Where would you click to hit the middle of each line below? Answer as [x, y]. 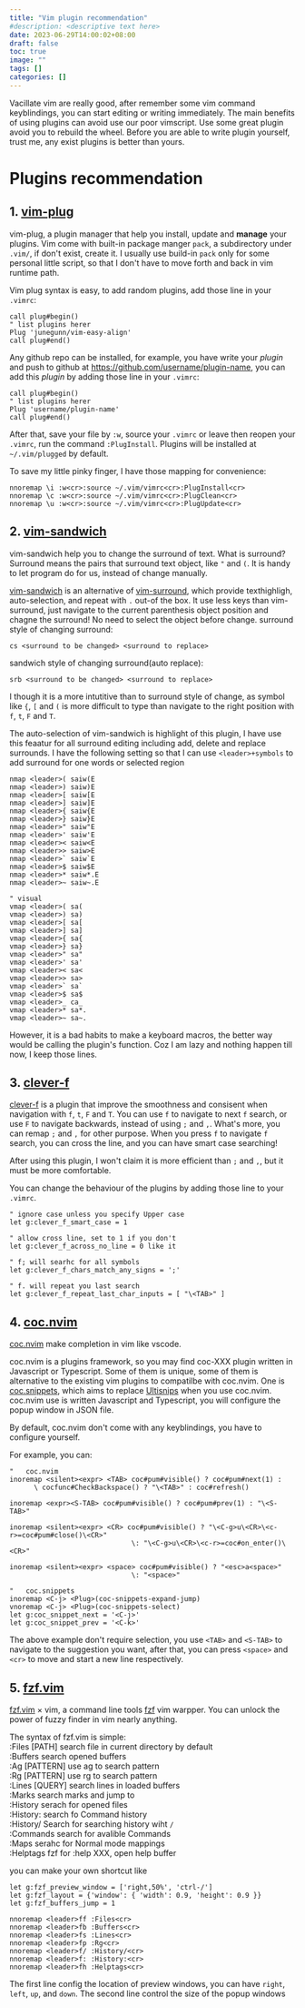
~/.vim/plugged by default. [59, 453]
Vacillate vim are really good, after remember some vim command [133, 103]
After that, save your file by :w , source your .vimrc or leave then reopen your [152, 434]
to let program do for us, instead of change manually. [109, 573]
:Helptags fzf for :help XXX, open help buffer [93, 1853]
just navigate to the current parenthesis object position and [158, 610]
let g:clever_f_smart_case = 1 [69, 1222]
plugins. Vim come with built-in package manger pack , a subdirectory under [151, 243]
